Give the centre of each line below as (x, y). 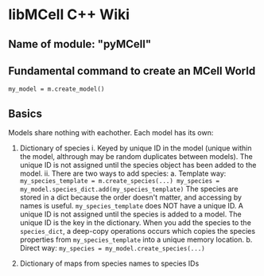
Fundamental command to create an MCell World (132, 70)
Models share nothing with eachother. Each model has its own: (111, 133)
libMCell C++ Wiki (69, 15)
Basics (25, 113)
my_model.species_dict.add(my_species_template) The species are (129, 189)
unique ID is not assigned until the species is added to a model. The (130, 214)
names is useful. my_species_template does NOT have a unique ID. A (132, 206)
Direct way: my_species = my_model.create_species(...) (112, 248)
